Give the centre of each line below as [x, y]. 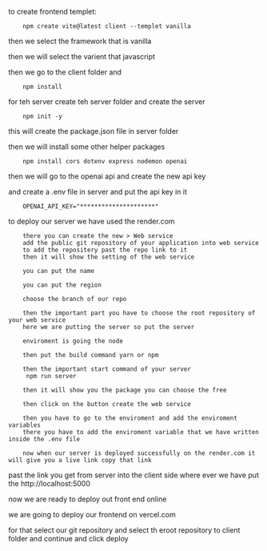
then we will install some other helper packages [87, 147]
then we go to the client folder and [65, 72]
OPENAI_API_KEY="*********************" [91, 207]
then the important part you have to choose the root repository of [139, 313]
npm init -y [42, 116]
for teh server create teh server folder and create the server [107, 102]
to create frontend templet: [53, 12]
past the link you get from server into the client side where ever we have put [134, 475]
